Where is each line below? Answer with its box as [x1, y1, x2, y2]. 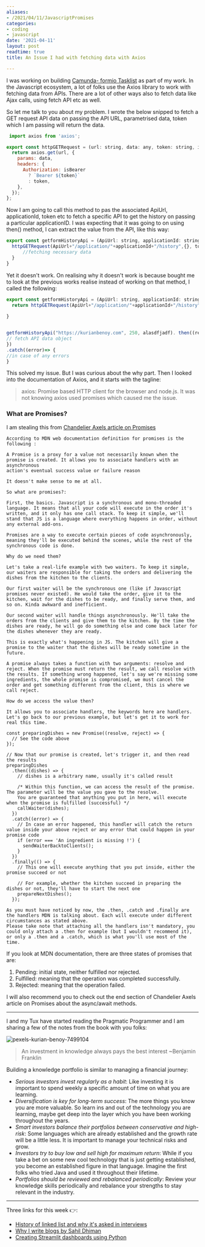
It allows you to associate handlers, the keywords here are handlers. [6, 709, 192, 715]
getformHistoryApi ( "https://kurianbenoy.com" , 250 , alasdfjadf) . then [6, 330, 190, 336]
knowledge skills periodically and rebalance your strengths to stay [15, 1181, 182, 1189]
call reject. [6, 687, 40, 693]
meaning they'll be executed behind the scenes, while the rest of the [6, 537, 192, 543]
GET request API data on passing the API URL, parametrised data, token [6, 115, 187, 122]
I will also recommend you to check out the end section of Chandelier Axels [6, 993, 196, 1000]
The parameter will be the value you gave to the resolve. [6, 789, 160, 795]
